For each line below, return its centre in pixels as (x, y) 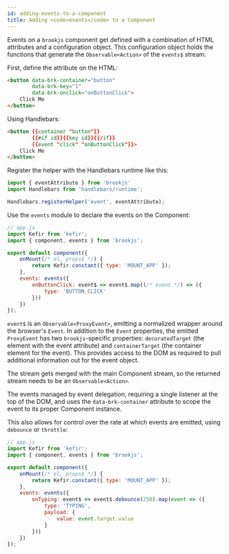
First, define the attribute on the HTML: (63, 68)
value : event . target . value (95, 519)
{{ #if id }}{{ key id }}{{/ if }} (74, 138)
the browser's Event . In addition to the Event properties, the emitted (103, 331)
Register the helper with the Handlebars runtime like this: (88, 170)
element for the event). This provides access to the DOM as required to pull (114, 353)
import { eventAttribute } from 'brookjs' (69, 183)
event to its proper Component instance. (64, 409)
